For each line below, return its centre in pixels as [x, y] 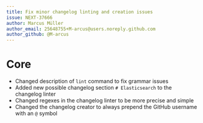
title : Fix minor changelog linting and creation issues [80, 12]
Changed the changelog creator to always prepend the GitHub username [106, 107]
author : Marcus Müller [35, 23]
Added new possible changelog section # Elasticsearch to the [93, 88]
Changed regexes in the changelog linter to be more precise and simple [104, 101]
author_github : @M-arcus [38, 35]
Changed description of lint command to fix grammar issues [92, 81]
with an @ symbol [36, 113]
